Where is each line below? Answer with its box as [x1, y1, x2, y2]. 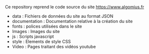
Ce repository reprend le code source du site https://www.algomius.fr [5, 4, 144, 10]
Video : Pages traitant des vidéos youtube [12, 44, 96, 49]
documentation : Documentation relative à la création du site [12, 19, 133, 24]
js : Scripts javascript [12, 33, 54, 39]
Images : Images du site [12, 29, 60, 34]
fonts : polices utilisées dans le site [12, 23, 83, 29]
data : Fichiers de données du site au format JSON [12, 13, 114, 19]
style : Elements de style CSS [12, 39, 71, 44]
